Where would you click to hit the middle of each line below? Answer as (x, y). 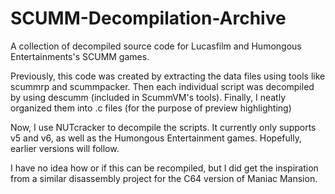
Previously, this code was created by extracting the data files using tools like (168, 76)
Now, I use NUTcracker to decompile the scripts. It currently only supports (163, 127)
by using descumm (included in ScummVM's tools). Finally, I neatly (148, 97)
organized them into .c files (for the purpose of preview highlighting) (151, 108)
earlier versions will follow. (65, 148)
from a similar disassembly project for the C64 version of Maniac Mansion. (164, 178)
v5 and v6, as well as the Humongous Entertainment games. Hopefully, (156, 138)
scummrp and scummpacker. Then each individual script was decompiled (162, 86)
